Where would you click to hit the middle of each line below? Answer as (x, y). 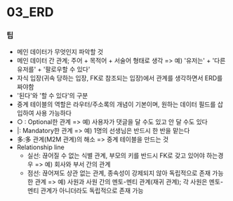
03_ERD (30, 12)
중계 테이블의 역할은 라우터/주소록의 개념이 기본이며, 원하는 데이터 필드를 (116, 104)
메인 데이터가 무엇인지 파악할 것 (60, 52)
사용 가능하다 (53, 113)
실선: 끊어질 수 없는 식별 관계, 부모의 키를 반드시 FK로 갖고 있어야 (116, 155)
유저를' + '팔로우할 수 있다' (53, 69)
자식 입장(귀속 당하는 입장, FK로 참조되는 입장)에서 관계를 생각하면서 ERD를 (120, 78)
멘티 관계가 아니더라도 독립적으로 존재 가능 (86, 190)
